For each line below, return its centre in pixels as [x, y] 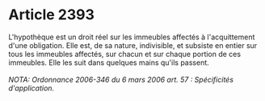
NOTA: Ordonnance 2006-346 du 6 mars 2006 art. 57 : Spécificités [121, 79]
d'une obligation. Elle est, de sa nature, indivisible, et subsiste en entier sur [133, 45]
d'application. [32, 88]
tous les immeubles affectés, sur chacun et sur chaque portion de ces [124, 54]
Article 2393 [52, 15]
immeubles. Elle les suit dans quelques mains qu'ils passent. [109, 63]
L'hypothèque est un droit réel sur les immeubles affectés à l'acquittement [132, 37]
